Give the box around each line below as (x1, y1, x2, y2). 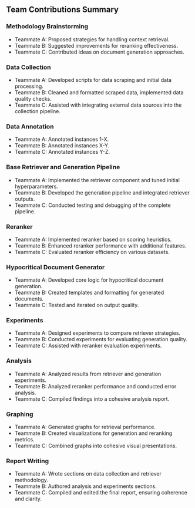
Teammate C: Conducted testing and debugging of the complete (14, 202, 172, 209)
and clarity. (14, 495, 42, 503)
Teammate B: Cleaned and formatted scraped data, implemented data (14, 88, 184, 96)
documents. (14, 295, 44, 302)
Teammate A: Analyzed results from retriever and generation (14, 370, 162, 377)
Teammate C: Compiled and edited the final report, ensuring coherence (14, 489, 188, 496)
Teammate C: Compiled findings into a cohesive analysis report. (14, 395, 170, 403)
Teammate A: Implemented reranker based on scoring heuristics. (14, 236, 172, 243)
